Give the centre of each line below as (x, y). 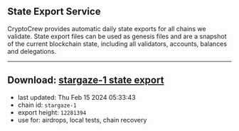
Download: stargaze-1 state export (86, 80)
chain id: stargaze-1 (47, 105)
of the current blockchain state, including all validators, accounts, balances (117, 44)
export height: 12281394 (52, 112)
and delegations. (32, 51)
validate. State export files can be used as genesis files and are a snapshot (117, 36)
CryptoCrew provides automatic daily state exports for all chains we (107, 28)
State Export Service (54, 12)
